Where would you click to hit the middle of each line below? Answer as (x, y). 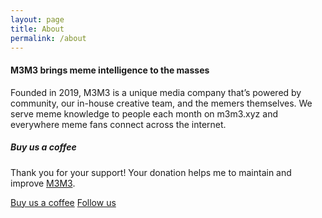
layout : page (37, 19)
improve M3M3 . (43, 183)
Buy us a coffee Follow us (63, 202)
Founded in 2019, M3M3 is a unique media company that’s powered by (156, 92)
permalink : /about (48, 38)
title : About (37, 29)
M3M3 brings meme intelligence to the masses (110, 70)
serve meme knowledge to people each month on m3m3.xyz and (144, 113)
